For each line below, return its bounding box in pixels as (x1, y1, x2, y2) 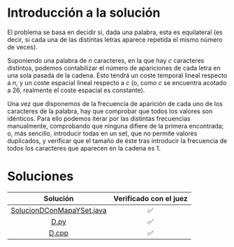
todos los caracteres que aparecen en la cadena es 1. (7, 144, 161, 152)
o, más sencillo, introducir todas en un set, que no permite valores (7, 129, 198, 137)
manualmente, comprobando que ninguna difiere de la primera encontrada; (7, 121, 224, 130)
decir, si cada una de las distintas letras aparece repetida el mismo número (7, 35, 223, 43)
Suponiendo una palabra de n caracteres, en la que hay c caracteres (7, 56, 205, 64)
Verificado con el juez (113, 193, 188, 203)
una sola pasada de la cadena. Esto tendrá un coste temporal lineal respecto (7, 71, 228, 80)
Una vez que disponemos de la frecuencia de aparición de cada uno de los (7, 99, 224, 107)
